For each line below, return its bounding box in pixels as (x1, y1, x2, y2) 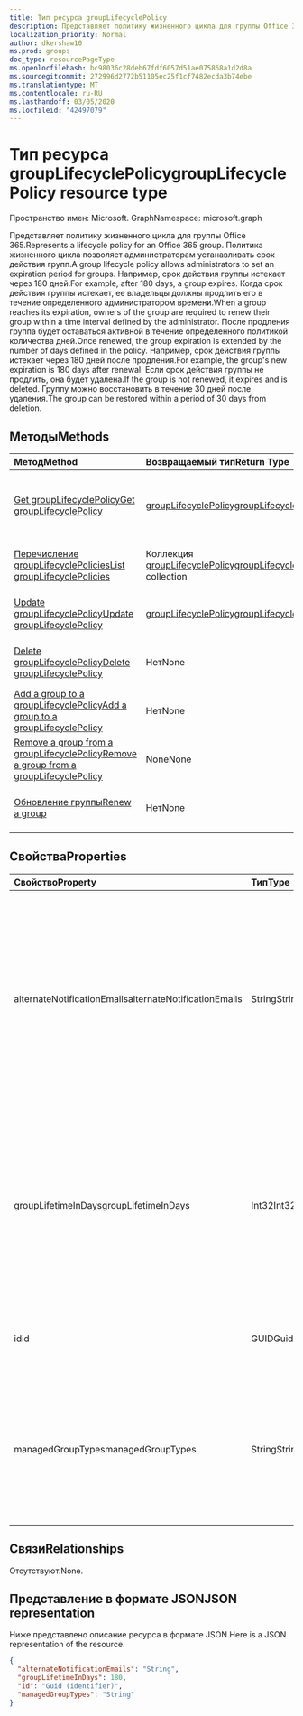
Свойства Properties (9, 849, 128, 865)
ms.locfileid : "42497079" (9, 106, 106, 115)
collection (145, 570, 188, 582)
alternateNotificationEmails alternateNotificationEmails (14, 992, 243, 1005)
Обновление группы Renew (14, 796, 133, 808)
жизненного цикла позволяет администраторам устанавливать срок (9, 249, 275, 260)
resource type (60, 182, 168, 203)
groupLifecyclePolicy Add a (14, 699, 128, 711)
